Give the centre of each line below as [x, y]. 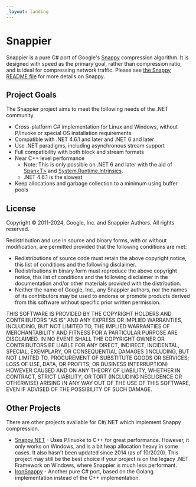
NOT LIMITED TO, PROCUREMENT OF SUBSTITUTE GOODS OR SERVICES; [98, 358]
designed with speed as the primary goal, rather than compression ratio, [94, 63]
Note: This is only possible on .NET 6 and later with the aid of [98, 165]
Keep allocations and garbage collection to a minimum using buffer [96, 184]
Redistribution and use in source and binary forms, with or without [86, 241]
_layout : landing [27, 12]
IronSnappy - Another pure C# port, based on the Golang [84, 471]
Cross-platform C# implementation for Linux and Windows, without [96, 127]
